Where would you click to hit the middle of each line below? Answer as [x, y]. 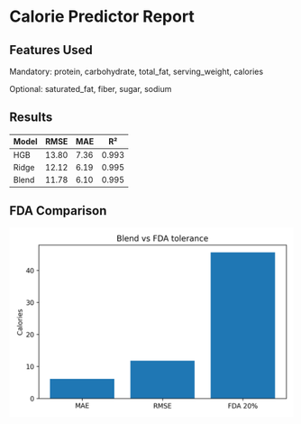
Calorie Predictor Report [102, 17]
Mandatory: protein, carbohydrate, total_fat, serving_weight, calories [137, 71]
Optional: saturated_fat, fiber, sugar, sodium [91, 89]
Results [31, 118]
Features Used [51, 50]
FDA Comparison [58, 211]
